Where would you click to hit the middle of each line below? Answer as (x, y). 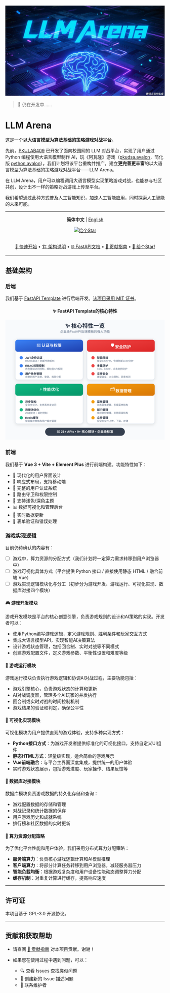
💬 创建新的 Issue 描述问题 (47, 978)
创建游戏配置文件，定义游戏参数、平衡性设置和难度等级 (70, 653)
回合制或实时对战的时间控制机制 (46, 701)
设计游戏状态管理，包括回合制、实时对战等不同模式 (66, 646)
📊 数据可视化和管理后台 (38, 507)
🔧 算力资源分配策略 (25, 836)
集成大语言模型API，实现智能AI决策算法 (54, 640)
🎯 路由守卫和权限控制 (35, 494)
